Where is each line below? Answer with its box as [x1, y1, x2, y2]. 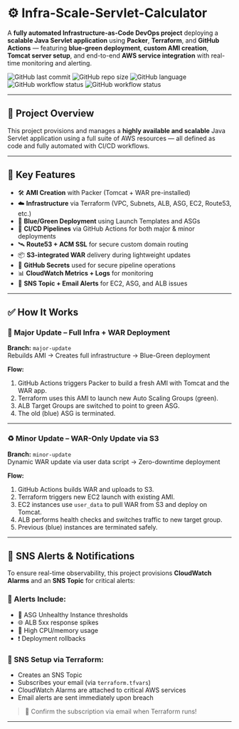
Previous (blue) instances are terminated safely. [17, 523, 158, 531]
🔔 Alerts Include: [7, 594, 66, 604]
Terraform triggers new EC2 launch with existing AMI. [17, 493, 176, 501]
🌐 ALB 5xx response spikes [17, 618, 99, 626]
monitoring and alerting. [21, 58, 92, 67]
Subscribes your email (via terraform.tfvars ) [17, 678, 152, 686]
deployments [17, 231, 57, 240]
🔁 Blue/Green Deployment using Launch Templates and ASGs [17, 216, 201, 225]
